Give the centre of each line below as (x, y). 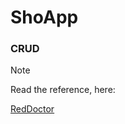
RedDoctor (32, 109)
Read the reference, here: (63, 90)
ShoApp (44, 17)
